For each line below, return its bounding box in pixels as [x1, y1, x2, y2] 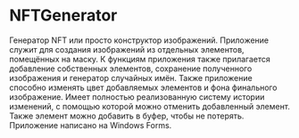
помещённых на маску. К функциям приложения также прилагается [9, 53, 270, 64]
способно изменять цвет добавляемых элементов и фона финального [9, 82, 278, 93]
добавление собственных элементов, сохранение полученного [9, 63, 253, 74]
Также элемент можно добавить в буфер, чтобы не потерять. [9, 110, 245, 121]
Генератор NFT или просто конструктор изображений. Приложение [9, 35, 270, 45]
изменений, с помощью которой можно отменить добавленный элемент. [9, 101, 290, 111]
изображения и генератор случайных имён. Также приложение [9, 72, 253, 83]
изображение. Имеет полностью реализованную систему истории [9, 91, 265, 102]
